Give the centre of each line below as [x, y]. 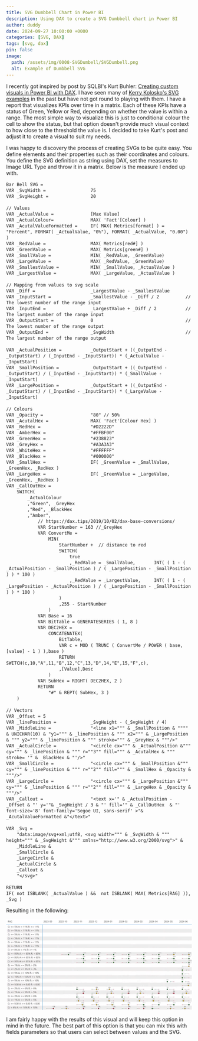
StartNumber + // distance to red [102, 545]
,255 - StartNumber [83, 604]
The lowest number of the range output [55, 326]
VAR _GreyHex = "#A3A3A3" [60, 444]
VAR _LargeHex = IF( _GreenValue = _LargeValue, [88, 474]
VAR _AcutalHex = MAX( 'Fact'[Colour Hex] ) [82, 421]
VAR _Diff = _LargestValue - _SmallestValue [88, 291]
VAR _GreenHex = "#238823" [60, 438]
